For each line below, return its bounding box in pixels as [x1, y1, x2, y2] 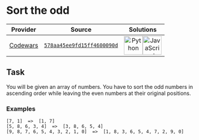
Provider [11, 25, 37, 34]
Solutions [129, 25, 157, 34]
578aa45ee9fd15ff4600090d [44, 41, 118, 49]
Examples [6, 105, 36, 113]
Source [70, 25, 92, 34]
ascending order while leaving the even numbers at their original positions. [6, 90, 191, 97]
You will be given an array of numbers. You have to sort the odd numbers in [6, 83, 194, 90]
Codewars [9, 41, 38, 49]
